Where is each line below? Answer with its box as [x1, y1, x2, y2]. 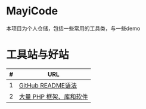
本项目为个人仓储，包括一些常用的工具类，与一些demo [6, 25, 141, 32]
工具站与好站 [6, 48, 70, 62]
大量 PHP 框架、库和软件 [18, 92, 88, 101]
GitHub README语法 [18, 81, 77, 89]
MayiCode [6, 4, 58, 18]
